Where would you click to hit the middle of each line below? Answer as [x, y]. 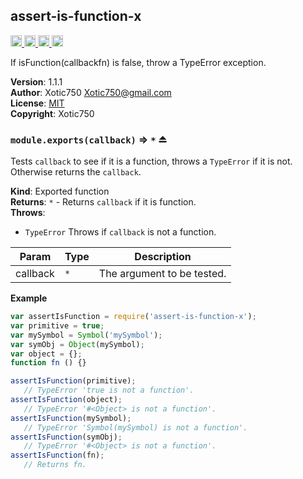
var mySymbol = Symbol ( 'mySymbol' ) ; [86, 335]
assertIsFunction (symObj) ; [66, 437]
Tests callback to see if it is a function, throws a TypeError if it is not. [151, 161]
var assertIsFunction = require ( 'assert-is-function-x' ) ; [133, 317]
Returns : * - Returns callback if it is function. [103, 202]
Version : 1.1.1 [36, 81]
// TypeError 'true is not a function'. [109, 390]
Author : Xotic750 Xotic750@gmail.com [91, 92]
